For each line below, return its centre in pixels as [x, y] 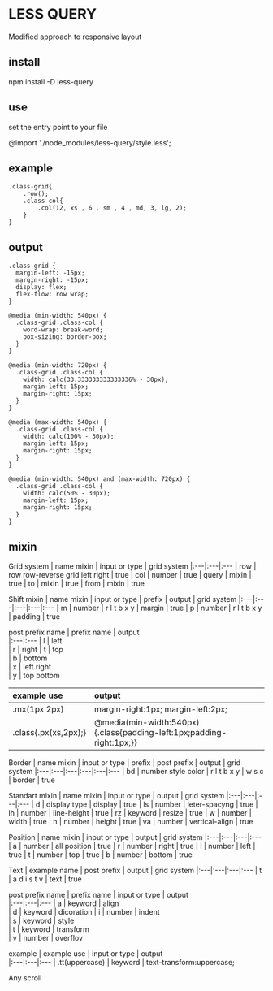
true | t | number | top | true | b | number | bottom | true [100, 855]
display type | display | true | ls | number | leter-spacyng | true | [152, 804]
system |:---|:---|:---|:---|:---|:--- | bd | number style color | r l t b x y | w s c [136, 771]
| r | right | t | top [36, 649]
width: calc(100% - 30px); [69, 437]
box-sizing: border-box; [65, 337]
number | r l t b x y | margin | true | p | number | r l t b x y [167, 608]
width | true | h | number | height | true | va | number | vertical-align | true [131, 822]
